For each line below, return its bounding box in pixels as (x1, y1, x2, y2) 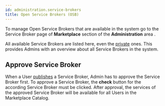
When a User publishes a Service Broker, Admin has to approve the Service (5, 73, 161, 80)
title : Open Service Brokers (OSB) (5, 12, 79, 17)
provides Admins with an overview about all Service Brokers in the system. (5, 46, 159, 52)
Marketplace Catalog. (5, 95, 50, 101)
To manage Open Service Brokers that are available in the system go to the (5, 25, 159, 31)
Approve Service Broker (5, 60, 81, 69)
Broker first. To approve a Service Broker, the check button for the (5, 79, 141, 85)
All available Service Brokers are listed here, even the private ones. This (5, 40, 153, 46)
